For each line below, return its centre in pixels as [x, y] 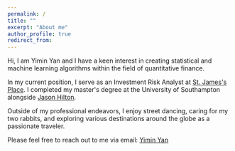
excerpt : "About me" [38, 27]
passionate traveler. [36, 126]
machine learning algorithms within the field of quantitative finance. [106, 68]
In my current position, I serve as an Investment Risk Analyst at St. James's [117, 82]
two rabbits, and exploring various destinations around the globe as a [109, 119]
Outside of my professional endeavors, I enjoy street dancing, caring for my [118, 111]
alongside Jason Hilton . [42, 98]
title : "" [22, 21]
